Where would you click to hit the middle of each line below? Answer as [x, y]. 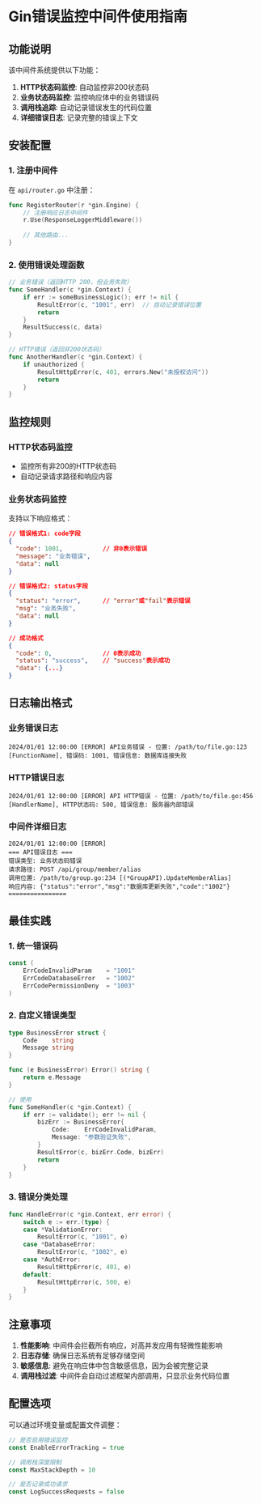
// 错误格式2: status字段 [48, 586]
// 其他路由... [46, 236]
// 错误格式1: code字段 [44, 534]
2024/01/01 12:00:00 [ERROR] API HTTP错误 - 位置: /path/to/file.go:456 [131, 797]
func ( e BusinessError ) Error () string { [79, 1070]
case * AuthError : [52, 1260]
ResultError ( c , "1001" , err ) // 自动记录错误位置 [120, 304]
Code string [48, 1040]
